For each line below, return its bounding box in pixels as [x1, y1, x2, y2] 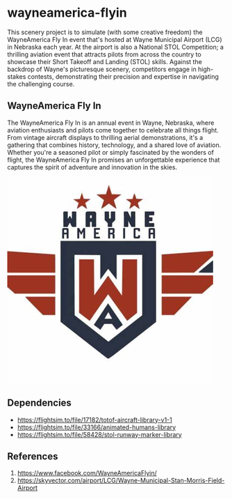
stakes [7, 72, 26, 81]
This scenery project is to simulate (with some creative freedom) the [7, 28, 203, 36]
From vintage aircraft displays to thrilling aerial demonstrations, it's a [7, 133, 204, 141]
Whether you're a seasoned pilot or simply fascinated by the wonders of [7, 148, 214, 156]
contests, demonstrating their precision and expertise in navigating [27, 72, 219, 81]
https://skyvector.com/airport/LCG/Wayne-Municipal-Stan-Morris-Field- [17, 476, 225, 485]
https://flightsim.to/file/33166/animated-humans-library [17, 423, 176, 431]
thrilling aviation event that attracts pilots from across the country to [7, 50, 201, 59]
